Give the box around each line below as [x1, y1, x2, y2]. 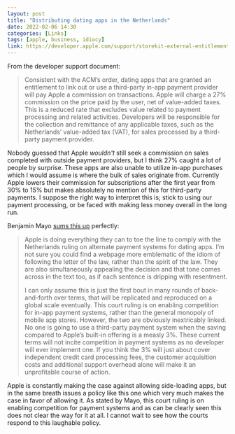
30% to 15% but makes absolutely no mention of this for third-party [7, 186, 202, 194]
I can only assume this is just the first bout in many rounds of [24, 286, 201, 294]
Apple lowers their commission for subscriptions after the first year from [7, 178, 215, 186]
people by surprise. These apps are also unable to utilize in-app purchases [7, 164, 223, 171]
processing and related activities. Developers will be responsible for [24, 113, 220, 121]
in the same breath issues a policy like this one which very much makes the [7, 389, 225, 397]
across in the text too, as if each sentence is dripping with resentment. [24, 272, 228, 281]
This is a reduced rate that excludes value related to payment [24, 106, 201, 113]
